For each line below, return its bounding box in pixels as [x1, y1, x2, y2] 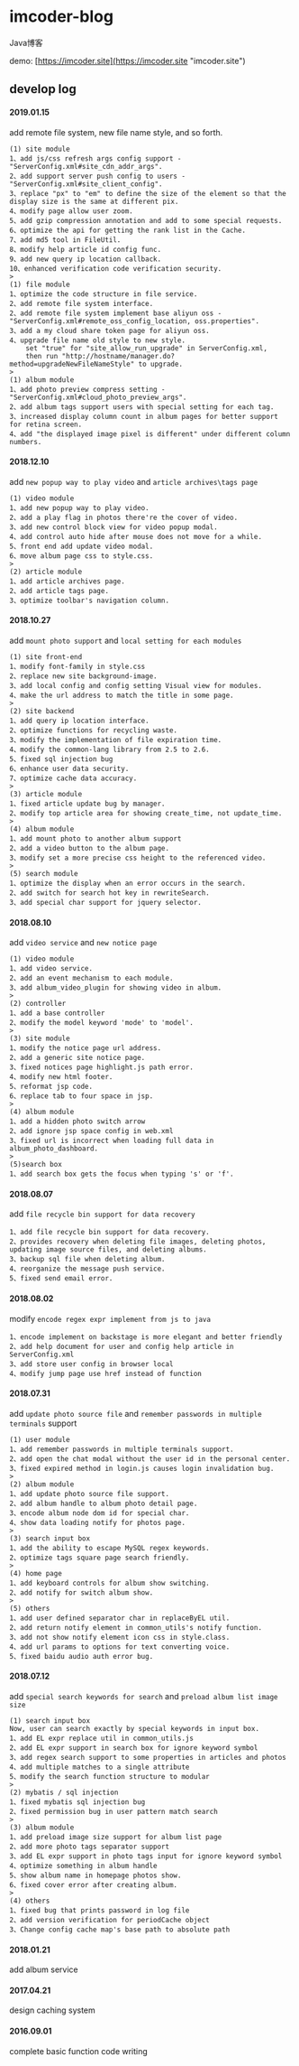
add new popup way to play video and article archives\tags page [9, 476, 258, 487]
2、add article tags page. [9, 586, 110, 595]
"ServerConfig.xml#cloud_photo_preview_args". [9, 393, 187, 402]
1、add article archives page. [9, 576, 126, 586]
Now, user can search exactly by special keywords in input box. [9, 1724, 259, 1733]
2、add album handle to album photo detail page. [9, 1499, 198, 1508]
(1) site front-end [9, 652, 83, 661]
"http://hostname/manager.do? [61, 351, 176, 360]
